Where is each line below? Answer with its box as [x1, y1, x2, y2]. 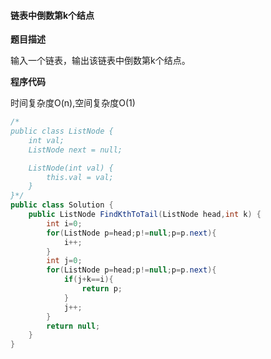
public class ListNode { [10, 126, 114, 137]
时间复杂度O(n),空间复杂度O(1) [10, 97, 136, 109]
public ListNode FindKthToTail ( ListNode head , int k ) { [28, 210, 262, 220]
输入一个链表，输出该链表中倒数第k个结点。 [10, 55, 191, 67]
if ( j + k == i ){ [63, 275, 114, 285]
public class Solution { [10, 200, 114, 210]
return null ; [46, 321, 101, 331]
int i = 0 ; [46, 218, 83, 229]
